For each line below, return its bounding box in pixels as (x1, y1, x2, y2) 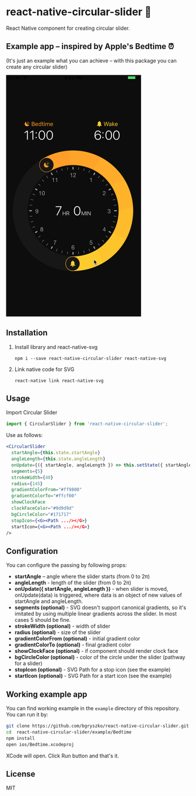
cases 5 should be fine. (14, 617, 71, 624)
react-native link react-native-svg (14, 378, 104, 383)
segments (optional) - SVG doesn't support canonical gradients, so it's (14, 604, 187, 611)
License (6, 769, 36, 779)
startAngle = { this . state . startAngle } (11, 450, 100, 456)
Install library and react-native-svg (14, 343, 98, 350)
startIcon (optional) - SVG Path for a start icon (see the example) (14, 672, 172, 680)
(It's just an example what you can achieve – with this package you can (6, 57, 177, 64)
